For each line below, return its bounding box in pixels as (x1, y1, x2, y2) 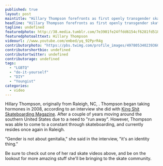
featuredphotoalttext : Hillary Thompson (5, 34, 88, 39)
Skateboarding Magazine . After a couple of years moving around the (5, 111, 142, 117)
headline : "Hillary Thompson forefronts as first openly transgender (5, 20, 149, 26)
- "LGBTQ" (9, 66, 29, 70)
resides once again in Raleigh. (5, 126, 65, 133)
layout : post (5, 12, 32, 16)
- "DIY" (9, 74, 25, 79)
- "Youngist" (9, 79, 36, 83)
